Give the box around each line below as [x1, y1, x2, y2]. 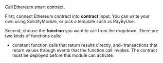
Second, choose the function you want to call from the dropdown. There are [5, 28, 159, 33]
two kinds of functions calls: [5, 33, 62, 38]
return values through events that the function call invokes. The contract [12, 48, 157, 53]
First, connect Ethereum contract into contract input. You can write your [5, 13, 150, 19]
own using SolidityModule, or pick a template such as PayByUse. [5, 19, 135, 24]
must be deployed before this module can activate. [12, 52, 114, 58]
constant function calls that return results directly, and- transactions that [12, 42, 158, 48]
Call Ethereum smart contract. [5, 4, 65, 10]
